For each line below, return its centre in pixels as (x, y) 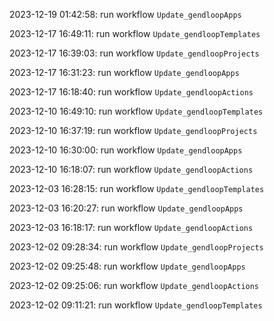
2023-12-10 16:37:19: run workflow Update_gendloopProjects (133, 130)
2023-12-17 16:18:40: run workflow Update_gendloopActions (131, 92)
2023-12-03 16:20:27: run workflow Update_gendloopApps (126, 208)
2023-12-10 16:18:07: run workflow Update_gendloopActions (131, 169)
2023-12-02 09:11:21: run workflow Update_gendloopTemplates (136, 305)
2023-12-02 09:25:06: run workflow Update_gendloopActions (134, 285)
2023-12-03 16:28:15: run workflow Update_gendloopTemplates (137, 188)
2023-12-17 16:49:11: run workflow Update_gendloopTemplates (135, 33)
